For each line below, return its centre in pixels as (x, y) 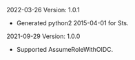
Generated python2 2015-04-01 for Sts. (72, 23)
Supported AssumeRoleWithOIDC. (65, 49)
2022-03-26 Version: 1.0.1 (43, 10)
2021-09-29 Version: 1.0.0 (43, 36)
